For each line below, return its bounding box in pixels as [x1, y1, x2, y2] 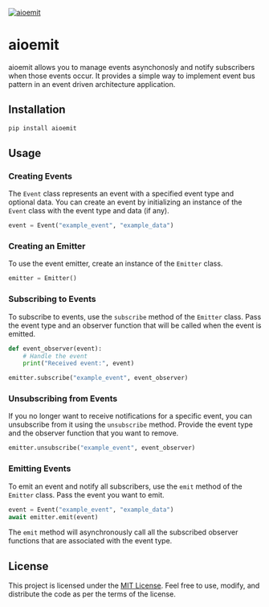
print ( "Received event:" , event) [22, 359, 135, 368]
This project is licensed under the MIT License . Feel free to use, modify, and [8, 580, 260, 591]
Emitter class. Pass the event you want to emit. [8, 489, 165, 499]
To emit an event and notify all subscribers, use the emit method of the [8, 481, 243, 491]
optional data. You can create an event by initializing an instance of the [8, 197, 243, 207]
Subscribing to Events [8, 294, 96, 305]
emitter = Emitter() [8, 275, 78, 283]
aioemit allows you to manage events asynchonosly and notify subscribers [8, 62, 255, 72]
